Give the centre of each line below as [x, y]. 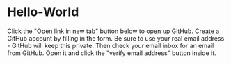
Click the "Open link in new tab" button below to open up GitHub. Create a [113, 31]
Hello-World [43, 12]
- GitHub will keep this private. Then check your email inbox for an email [111, 45]
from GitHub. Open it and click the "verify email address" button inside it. [112, 53]
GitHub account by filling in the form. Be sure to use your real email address [116, 38]
